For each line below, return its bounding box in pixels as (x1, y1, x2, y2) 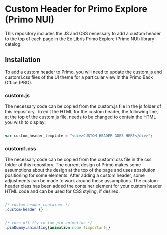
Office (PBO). (5, 79, 33, 85)
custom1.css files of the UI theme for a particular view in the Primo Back (5, 74, 153, 80)
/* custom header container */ (5, 202, 70, 208)
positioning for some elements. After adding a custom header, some (5, 172, 145, 178)
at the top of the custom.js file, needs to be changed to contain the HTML (5, 114, 156, 120)
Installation (5, 56, 41, 64)
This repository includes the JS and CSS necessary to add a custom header (5, 30, 161, 36)
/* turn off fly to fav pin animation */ (5, 220, 93, 225)
